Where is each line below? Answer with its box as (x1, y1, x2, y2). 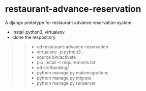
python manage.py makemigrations (36, 69, 109, 75)
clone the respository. (12, 34, 57, 40)
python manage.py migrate (36, 75, 92, 81)
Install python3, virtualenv (12, 29, 65, 35)
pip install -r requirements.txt (36, 59, 96, 65)
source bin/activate (36, 54, 76, 60)
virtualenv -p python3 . (36, 49, 84, 55)
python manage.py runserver (36, 80, 96, 86)
